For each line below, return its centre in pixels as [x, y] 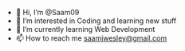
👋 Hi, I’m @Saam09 [47, 12]
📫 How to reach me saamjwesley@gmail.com [91, 38]
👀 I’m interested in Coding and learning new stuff [96, 21]
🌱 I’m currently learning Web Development [85, 29]
